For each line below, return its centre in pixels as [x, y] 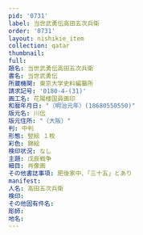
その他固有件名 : [31, 204]
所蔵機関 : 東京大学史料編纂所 [51, 83]
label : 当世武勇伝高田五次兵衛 [54, 23]
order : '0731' [32, 31]
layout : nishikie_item [46, 38]
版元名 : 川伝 [27, 114]
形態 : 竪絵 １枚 [32, 136]
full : [17, 61]
